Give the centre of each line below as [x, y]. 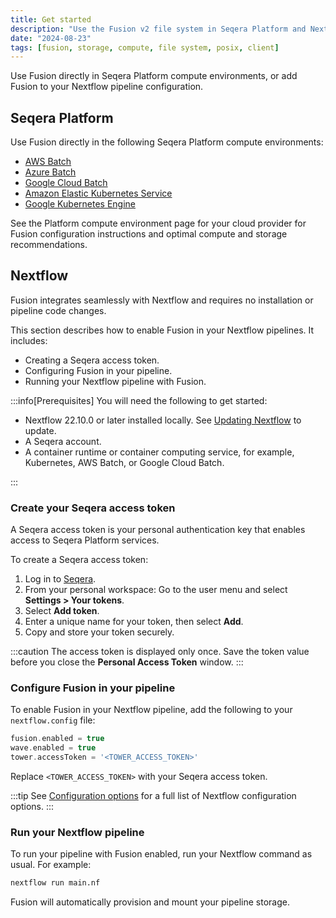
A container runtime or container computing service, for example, [159, 452]
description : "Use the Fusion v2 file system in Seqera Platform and [158, 29]
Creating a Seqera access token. [92, 360]
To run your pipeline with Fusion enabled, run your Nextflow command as [161, 854]
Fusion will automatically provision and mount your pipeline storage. [150, 902]
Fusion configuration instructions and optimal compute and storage [149, 234]
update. [40, 430]
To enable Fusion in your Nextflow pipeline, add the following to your [151, 710]
